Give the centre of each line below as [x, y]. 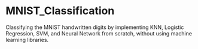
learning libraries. [27, 40]
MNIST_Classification [60, 11]
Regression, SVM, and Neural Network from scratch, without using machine [99, 33]
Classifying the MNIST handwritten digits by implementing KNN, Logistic [95, 27]
